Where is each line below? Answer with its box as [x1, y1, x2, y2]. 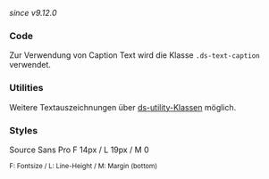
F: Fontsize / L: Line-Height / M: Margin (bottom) [9, 161, 158, 170]
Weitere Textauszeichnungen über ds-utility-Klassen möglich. [9, 102, 237, 112]
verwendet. [9, 60, 52, 70]
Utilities [9, 82, 44, 94]
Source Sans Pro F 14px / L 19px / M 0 [9, 144, 149, 155]
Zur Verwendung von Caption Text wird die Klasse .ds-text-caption [9, 50, 261, 61]
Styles [9, 124, 38, 136]
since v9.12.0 [9, 8, 57, 18]
